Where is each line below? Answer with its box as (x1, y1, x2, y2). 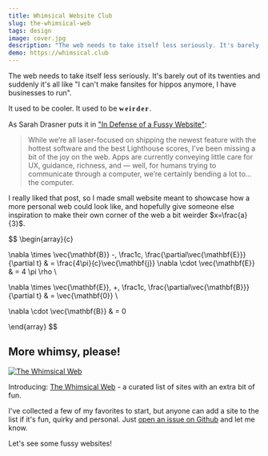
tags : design (8, 26, 52, 34)
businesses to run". (8, 88, 72, 97)
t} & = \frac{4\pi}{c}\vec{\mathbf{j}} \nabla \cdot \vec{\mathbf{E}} (36, 258, 255, 268)
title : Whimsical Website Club (8, 11, 113, 20)
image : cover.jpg (8, 34, 66, 42)
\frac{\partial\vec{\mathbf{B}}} (147, 282, 250, 292)
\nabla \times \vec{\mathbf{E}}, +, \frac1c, (8, 282, 146, 292)
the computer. (27, 178, 74, 187)
